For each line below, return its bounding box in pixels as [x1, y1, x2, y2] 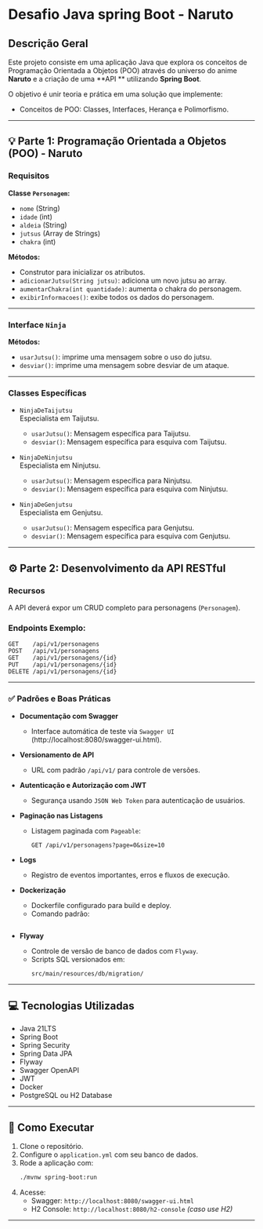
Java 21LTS [19, 1024, 56, 1034]
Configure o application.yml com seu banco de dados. [19, 1150, 198, 1159]
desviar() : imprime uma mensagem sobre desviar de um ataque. [19, 360, 229, 370]
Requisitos [8, 170, 49, 181]
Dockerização [19, 885, 67, 895]
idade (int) [19, 212, 52, 221]
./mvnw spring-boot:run [19, 1173, 98, 1182]
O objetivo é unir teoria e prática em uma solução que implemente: [8, 89, 223, 99]
